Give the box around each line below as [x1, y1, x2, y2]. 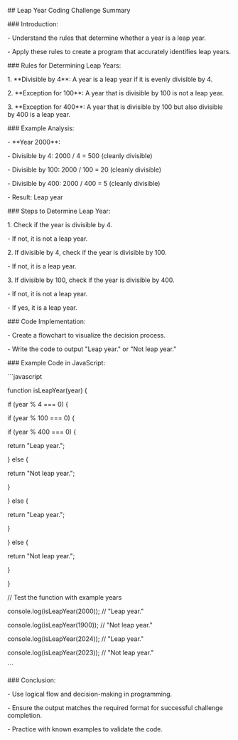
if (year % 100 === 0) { [7, 414, 75, 422]
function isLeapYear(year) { [7, 386, 87, 395]
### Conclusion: [7, 676, 56, 684]
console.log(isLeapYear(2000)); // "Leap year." [7, 607, 144, 615]
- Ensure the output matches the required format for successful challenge [7, 704, 224, 712]
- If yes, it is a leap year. [7, 303, 78, 312]
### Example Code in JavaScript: [7, 359, 105, 367]
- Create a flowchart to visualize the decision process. [7, 331, 166, 339]
